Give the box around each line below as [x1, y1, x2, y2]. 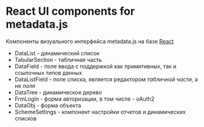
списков [14, 115, 37, 122]
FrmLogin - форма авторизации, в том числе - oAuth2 [14, 95, 154, 102]
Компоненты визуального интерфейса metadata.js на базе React [6, 37, 174, 45]
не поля [14, 82, 36, 90]
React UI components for [6, 4, 135, 18]
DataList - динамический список [14, 49, 100, 56]
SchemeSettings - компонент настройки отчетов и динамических [14, 108, 186, 115]
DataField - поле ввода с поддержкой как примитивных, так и [14, 63, 177, 70]
